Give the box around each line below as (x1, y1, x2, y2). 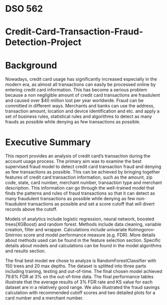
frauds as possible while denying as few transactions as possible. (5, 119, 141, 125)
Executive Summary (5, 136, 91, 148)
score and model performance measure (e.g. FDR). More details (23, 232, 155, 238)
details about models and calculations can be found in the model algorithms (5, 243, 162, 249)
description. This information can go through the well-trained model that (5, 185, 154, 191)
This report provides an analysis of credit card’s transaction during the (5, 153, 150, 159)
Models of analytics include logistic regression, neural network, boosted (5, 216, 154, 222)
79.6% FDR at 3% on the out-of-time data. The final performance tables (5, 274, 154, 280)
